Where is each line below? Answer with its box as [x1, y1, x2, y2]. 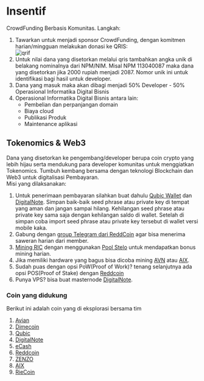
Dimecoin [15, 323, 40, 330]
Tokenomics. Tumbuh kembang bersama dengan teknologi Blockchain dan [6, 167, 194, 174]
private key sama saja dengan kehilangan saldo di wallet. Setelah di [15, 211, 185, 218]
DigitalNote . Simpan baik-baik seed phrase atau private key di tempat [15, 198, 189, 205]
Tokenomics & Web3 [6, 138, 86, 149]
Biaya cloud [24, 107, 54, 114]
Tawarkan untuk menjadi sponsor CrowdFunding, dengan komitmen [15, 36, 186, 43]
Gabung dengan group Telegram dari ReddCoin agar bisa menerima [15, 230, 186, 238]
